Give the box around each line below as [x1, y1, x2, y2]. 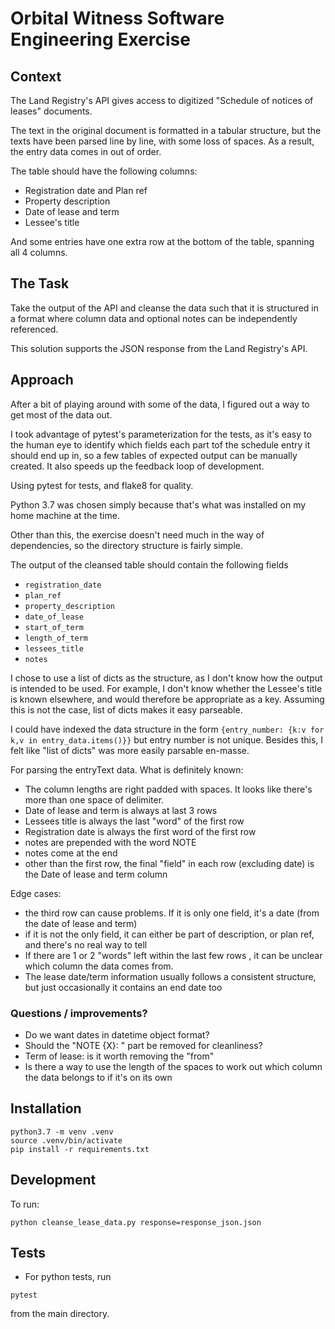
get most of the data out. [10, 408, 113, 421]
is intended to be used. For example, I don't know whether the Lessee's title [10, 682, 323, 694]
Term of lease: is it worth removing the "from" [24, 1050, 215, 1062]
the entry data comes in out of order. [10, 146, 162, 157]
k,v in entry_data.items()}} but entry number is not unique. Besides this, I [10, 733, 324, 746]
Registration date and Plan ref [24, 185, 148, 196]
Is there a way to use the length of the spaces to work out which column [24, 1060, 323, 1072]
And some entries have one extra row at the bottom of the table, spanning [10, 236, 315, 247]
